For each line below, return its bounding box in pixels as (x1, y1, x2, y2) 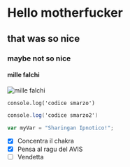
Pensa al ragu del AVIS (17, 145, 83, 153)
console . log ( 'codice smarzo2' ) (7, 111, 99, 119)
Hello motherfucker (7, 5, 124, 21)
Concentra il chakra (17, 137, 75, 145)
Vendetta (17, 152, 44, 161)
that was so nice (7, 33, 80, 45)
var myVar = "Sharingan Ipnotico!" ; (7, 124, 114, 132)
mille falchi (7, 71, 40, 79)
